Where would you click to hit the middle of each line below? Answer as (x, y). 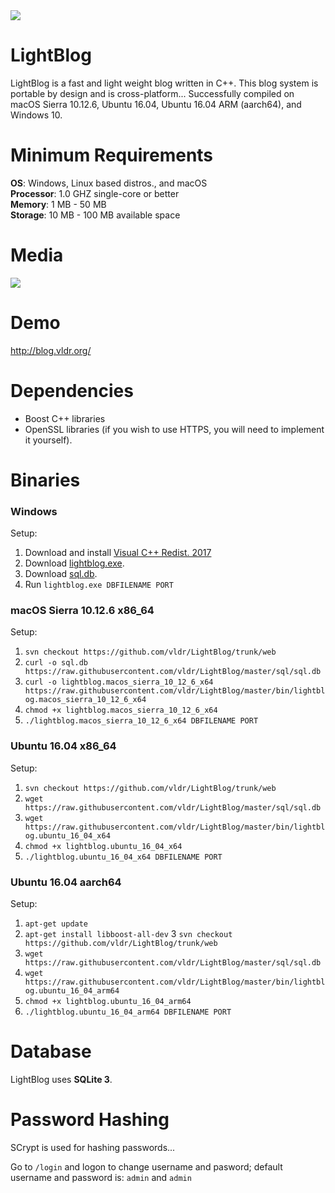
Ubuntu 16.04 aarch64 (66, 882)
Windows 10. (36, 115)
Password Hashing (90, 1120)
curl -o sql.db (56, 663)
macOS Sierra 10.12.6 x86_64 (82, 611)
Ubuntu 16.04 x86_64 (63, 746)
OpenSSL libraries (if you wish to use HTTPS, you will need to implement (174, 429)
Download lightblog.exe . (74, 563)
